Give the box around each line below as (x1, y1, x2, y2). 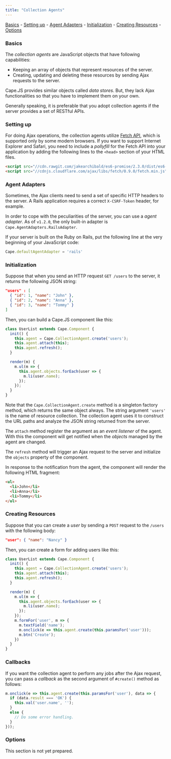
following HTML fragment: (5, 469, 60, 476)
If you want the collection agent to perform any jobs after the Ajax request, (5, 670, 162, 676)
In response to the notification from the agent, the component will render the (5, 464, 166, 470)
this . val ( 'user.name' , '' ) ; (14, 700, 74, 705)
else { (10, 710, 24, 715)
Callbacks (5, 658, 31, 666)
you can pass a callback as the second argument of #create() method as (5, 675, 159, 682)
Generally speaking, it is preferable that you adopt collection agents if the (5, 103, 159, 109)
